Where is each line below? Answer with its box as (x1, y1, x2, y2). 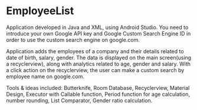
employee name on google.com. (6, 73, 84, 80)
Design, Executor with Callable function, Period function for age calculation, (6, 90, 191, 98)
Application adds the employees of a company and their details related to (6, 47, 184, 54)
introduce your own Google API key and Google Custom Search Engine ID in (6, 30, 191, 37)
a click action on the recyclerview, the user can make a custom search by (6, 66, 185, 73)
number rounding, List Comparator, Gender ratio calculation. (6, 96, 153, 104)
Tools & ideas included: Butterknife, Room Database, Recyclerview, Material (6, 84, 190, 91)
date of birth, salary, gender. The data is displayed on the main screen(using (6, 54, 192, 61)
